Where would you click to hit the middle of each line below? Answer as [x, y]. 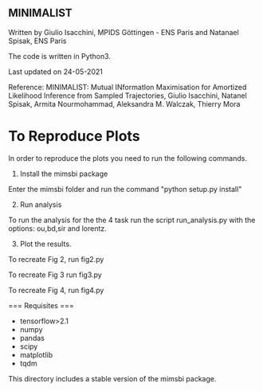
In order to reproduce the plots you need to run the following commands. [128, 158]
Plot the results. [45, 244]
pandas [32, 338]
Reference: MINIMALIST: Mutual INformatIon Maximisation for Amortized [128, 87]
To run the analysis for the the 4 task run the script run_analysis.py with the [132, 220]
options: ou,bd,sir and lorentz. [58, 228]
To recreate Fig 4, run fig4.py [56, 290]
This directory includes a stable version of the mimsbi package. [112, 378]
